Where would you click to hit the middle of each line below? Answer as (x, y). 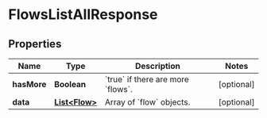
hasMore (29, 84)
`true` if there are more (147, 79)
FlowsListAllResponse (83, 15)
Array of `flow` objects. (147, 102)
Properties (35, 44)
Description (157, 66)
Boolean (70, 84)
